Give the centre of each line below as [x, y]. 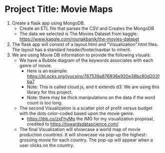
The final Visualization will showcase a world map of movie [80, 129]
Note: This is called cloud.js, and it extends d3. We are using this [93, 86]
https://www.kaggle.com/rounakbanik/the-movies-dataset [79, 39]
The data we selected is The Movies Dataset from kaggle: [79, 33]
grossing [28, 140]
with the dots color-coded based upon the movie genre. [77, 113]
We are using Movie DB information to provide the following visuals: [81, 55]
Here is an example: [47, 70]
